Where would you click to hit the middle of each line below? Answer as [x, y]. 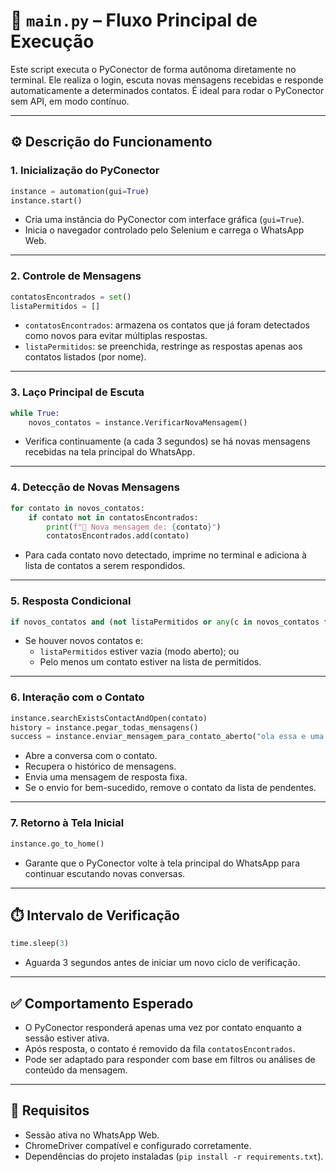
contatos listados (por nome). [85, 357]
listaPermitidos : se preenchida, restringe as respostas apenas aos [163, 346]
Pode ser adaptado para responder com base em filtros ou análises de [170, 1060]
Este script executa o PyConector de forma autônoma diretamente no [153, 69]
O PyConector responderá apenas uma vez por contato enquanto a [163, 1028]
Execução [52, 41]
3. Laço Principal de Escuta [77, 392]
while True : [35, 413]
